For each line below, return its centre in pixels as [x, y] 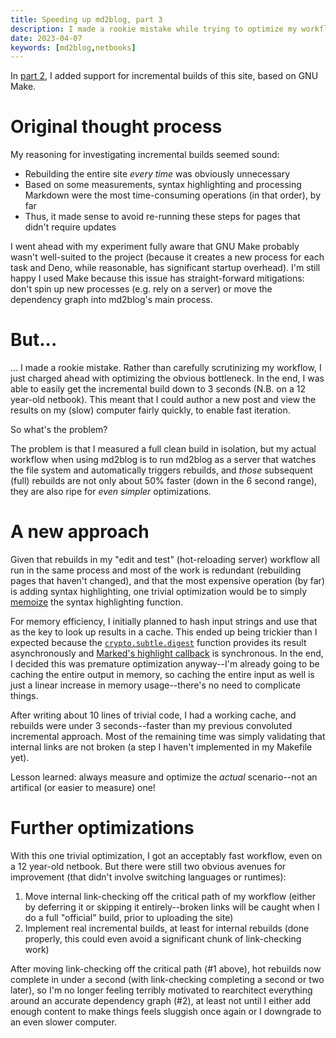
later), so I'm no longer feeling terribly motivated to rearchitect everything [161, 990]
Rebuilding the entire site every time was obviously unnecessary [157, 174]
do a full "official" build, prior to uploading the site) [129, 917]
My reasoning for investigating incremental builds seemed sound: [145, 155]
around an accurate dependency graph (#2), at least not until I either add [160, 1000]
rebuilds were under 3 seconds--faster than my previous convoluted [151, 726]
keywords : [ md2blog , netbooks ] [73, 47]
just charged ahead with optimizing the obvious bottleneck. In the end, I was [167, 378]
